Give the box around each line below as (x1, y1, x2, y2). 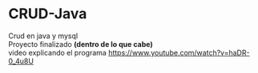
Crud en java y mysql (8, 31, 79, 40)
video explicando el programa (8, 48, 107, 57)
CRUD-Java (8, 5, 87, 23)
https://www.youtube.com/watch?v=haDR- (107, 48, 250, 57)
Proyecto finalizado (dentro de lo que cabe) (8, 39, 154, 48)
